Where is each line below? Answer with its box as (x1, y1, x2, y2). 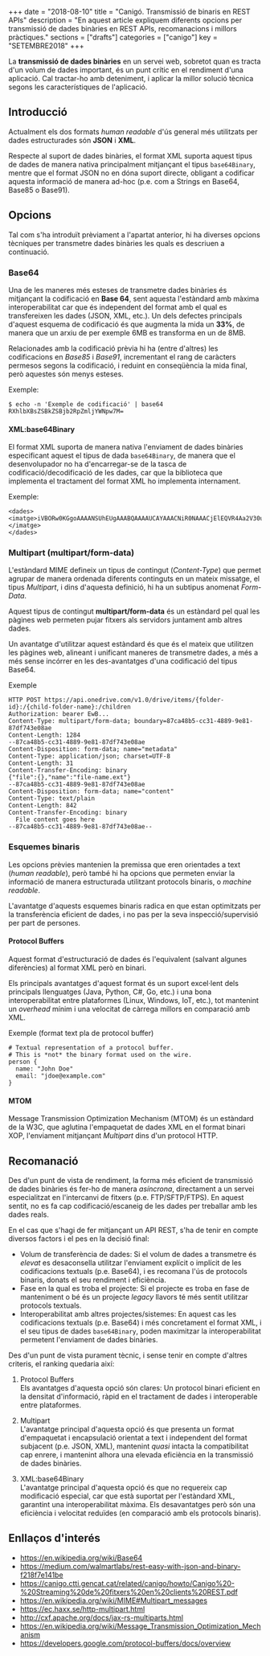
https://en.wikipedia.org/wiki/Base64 (19, 1552, 143, 1563)
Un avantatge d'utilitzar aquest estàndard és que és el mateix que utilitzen (8, 639, 254, 649)
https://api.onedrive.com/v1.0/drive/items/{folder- (43, 696, 225, 705)
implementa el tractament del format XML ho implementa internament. (8, 476, 241, 486)
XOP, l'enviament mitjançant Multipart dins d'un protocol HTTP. (8, 1131, 219, 1140)
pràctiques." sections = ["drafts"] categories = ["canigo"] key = (8, 32, 219, 42)
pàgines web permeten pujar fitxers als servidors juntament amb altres (8, 615, 243, 625)
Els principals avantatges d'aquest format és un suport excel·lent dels (8, 978, 239, 988)
